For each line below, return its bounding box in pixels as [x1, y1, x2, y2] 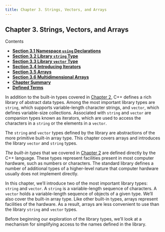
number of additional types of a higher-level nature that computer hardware [5, 166, 159, 171]
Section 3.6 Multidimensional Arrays [12, 74, 89, 80]
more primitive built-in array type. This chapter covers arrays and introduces [5, 135, 161, 141]
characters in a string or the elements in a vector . [5, 120, 107, 126]
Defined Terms [12, 85, 43, 91]
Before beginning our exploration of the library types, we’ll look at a [5, 216, 142, 222]
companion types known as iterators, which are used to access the [5, 115, 141, 121]
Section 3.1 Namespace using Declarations [12, 48, 101, 54]
